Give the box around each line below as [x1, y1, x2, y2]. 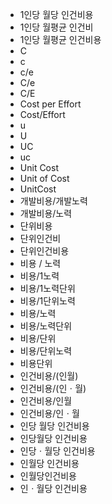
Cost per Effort [19, 98, 82, 110]
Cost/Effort [19, 109, 66, 120]
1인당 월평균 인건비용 [19, 34, 102, 45]
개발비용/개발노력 [19, 195, 88, 207]
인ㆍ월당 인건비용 [19, 483, 88, 494]
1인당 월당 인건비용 [19, 9, 94, 20]
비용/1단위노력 [19, 295, 76, 307]
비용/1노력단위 [19, 283, 76, 294]
